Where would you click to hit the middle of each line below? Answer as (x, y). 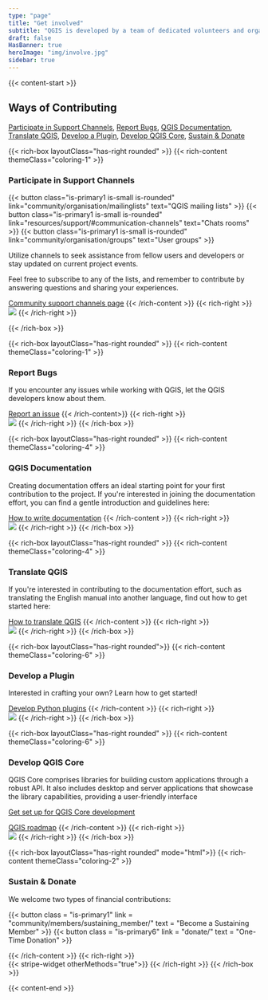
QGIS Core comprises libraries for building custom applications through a (128, 780)
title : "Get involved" (46, 23)
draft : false (30, 38)
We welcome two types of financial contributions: (90, 899)
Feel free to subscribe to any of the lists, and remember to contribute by (126, 279)
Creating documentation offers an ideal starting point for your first (117, 485)
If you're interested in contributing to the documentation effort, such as (125, 589)
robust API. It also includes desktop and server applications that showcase (131, 788)
